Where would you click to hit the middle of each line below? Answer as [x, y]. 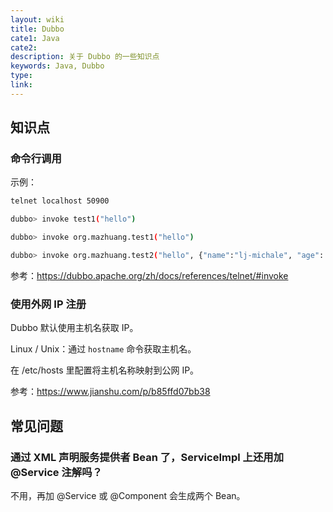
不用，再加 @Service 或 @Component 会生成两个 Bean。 [128, 495]
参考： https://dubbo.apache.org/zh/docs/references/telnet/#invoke [149, 275]
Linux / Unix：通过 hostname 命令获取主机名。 [103, 349]
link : [21, 85]
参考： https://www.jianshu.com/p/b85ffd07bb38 [110, 392]
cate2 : [24, 47]
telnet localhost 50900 [60, 201]
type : [21, 76]
